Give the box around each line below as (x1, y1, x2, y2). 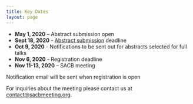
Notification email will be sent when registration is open (6, 73, 141, 80)
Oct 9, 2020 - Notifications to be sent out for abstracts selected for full (14, 43, 187, 50)
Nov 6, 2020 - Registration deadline (14, 56, 102, 63)
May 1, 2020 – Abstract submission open (14, 30, 115, 37)
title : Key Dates (6, 8, 49, 15)
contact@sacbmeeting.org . (6, 91, 72, 98)
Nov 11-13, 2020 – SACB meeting (14, 61, 95, 69)
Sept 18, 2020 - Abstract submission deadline (14, 37, 127, 44)
